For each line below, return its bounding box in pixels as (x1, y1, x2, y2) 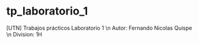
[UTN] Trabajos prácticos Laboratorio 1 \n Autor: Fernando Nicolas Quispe (6, 24, 193, 31)
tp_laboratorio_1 (6, 4, 88, 18)
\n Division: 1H (6, 30, 43, 38)
